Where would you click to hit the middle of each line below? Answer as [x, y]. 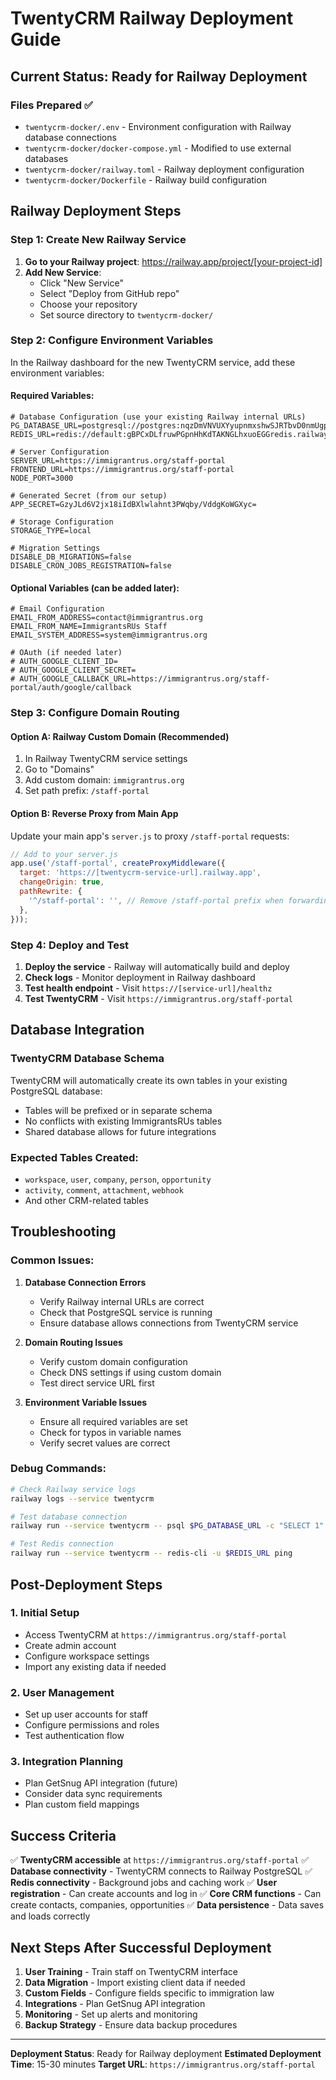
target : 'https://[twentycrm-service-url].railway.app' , [140, 873]
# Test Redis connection [62, 1544]
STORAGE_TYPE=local [51, 531]
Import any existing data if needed [95, 1666]
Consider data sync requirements [93, 1794]
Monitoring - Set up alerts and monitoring [111, 2014]
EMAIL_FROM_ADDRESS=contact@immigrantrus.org [106, 618]
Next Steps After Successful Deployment [141, 1947]
